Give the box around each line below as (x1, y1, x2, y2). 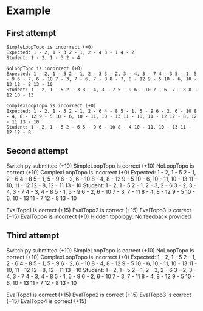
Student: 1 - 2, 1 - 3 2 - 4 (6, 55, 80, 61)
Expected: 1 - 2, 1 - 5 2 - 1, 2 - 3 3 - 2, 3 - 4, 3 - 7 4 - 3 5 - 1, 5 (6, 71, 198, 77)
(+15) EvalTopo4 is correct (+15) (6, 297, 87, 305)
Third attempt (6, 231, 60, 241)
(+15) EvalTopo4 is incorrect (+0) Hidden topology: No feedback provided (6, 213, 191, 220)
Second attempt (6, 146, 69, 156)
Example (6, 4, 51, 18)
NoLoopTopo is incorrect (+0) (6, 65, 83, 71)
